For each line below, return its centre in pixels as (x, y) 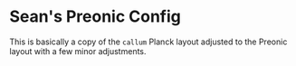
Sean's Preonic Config (95, 17)
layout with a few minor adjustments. (78, 51)
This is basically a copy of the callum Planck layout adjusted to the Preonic (148, 42)
